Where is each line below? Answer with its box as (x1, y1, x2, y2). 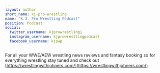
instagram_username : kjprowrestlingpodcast (9, 35, 100, 39)
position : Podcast (5, 20, 43, 26)
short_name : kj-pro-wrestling (5, 12, 67, 17)
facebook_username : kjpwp (9, 39, 63, 44)
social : (5, 25, 21, 30)
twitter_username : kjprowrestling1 (9, 30, 82, 35)
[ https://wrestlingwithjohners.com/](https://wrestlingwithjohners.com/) (5, 62, 148, 68)
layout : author (5, 7, 36, 12)
